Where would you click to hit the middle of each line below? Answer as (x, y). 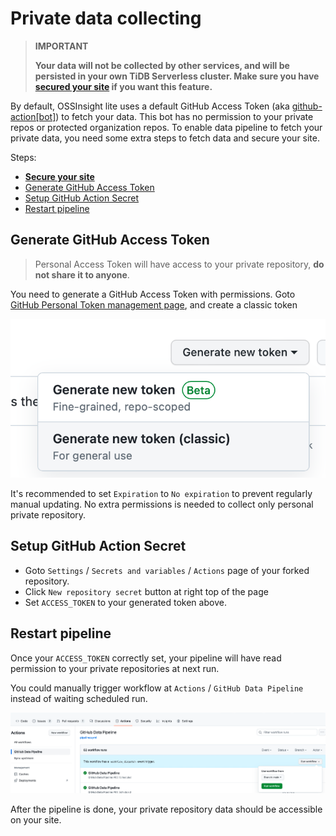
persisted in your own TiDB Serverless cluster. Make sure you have (177, 76)
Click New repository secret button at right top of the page (146, 591)
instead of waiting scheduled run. (79, 698)
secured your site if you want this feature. (123, 86)
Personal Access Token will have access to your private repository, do (179, 264)
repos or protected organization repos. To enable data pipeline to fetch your (166, 127)
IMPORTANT (61, 46)
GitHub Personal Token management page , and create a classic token (154, 304)
